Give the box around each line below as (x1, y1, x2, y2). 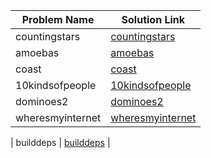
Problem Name (21, 13, 95, 26)
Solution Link (121, 13, 186, 26)
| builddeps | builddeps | (10, 137, 111, 148)
